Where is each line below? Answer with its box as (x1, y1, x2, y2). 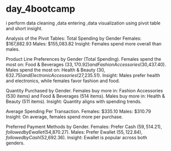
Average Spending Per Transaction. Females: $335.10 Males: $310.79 (6, 108, 151, 114)
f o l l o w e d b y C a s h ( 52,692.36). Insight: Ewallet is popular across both (6, 134, 148, 140)
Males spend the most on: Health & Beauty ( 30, (6, 67, 105, 73)
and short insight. (6, 25, 43, 31)
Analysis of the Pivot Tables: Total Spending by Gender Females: (6, 35, 142, 41)
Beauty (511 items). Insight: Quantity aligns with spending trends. (6, 98, 142, 105)
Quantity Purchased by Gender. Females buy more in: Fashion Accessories (6, 87, 163, 93)
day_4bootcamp (6, 3, 76, 15)
